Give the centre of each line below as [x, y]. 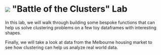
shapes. [13, 33]
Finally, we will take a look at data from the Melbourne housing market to [79, 42]
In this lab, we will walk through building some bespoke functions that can [80, 22]
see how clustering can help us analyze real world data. [62, 47]
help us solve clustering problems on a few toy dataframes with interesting [81, 27]
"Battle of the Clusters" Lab [70, 9]
